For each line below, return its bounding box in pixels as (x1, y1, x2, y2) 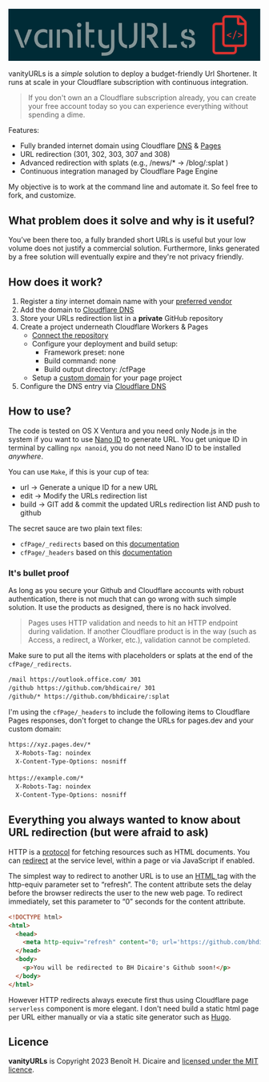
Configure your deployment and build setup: (31, 339, 179, 349)
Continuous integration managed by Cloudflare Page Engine (19, 166, 219, 176)
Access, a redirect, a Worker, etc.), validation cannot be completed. (27, 635, 251, 645)
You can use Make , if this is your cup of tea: (8, 467, 150, 476)
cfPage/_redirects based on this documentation (19, 539, 180, 548)
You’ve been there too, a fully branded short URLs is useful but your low (8, 235, 247, 245)
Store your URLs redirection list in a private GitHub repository (19, 314, 223, 323)
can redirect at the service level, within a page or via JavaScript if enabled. (8, 856, 255, 865)
